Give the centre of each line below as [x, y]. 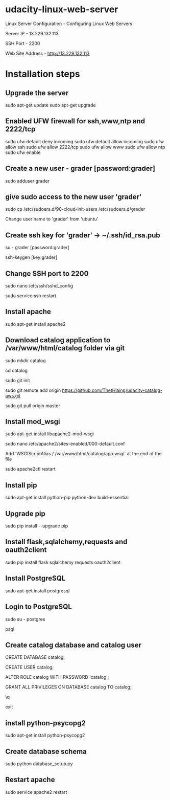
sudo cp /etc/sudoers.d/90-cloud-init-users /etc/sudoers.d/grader [75, 209]
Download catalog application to [58, 340]
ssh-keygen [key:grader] [31, 257]
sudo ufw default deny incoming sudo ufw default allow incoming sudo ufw [85, 141]
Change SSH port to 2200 [47, 273]
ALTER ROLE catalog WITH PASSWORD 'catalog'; [57, 677]
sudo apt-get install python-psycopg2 [45, 736]
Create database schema [46, 751]
